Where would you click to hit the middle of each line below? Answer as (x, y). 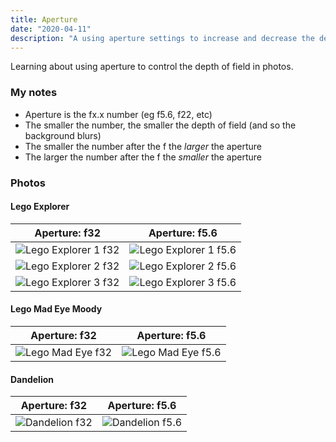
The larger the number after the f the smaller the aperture (143, 157)
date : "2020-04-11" (51, 29)
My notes (34, 93)
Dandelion (32, 379)
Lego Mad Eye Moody (56, 309)
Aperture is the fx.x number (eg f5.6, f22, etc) (118, 114)
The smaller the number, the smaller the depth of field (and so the (160, 125)
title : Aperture (44, 19)
